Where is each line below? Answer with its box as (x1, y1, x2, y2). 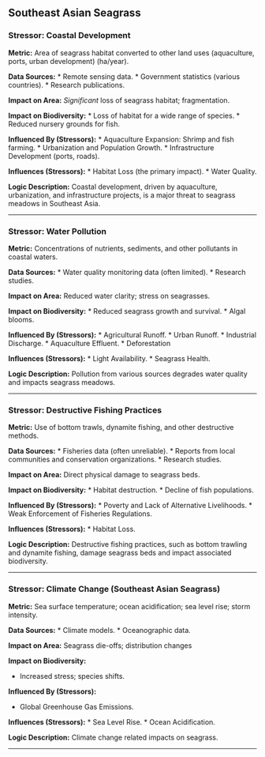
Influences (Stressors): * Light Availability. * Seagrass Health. (8, 353, 211, 363)
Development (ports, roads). (8, 151, 100, 160)
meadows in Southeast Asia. (8, 198, 101, 208)
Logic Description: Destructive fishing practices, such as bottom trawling (8, 540, 247, 549)
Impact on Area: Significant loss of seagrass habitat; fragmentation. (8, 95, 230, 105)
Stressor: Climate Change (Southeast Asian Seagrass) (8, 584, 221, 595)
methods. (8, 431, 39, 441)
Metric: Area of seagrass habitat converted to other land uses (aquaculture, (8, 47, 255, 58)
